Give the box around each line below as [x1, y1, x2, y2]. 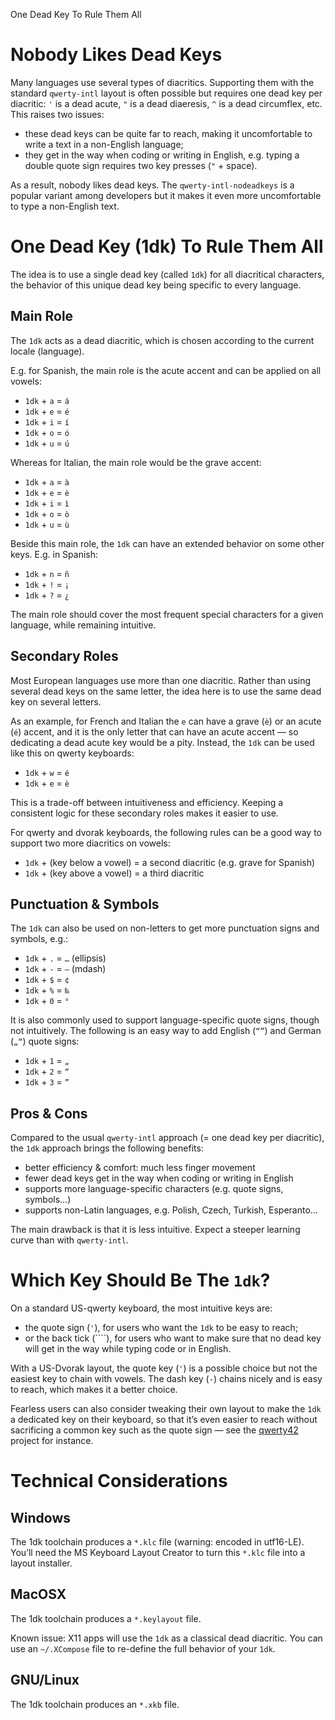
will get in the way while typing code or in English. [24, 1343, 232, 1355]
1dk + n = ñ [24, 567, 70, 579]
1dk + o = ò [24, 507, 70, 519]
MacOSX [10, 1586, 67, 1603]
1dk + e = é [24, 405, 70, 417]
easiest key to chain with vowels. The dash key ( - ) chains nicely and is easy [10, 1373, 323, 1385]
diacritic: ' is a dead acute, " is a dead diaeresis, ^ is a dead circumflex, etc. [10, 97, 323, 109]
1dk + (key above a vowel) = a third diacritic [24, 867, 205, 879]
